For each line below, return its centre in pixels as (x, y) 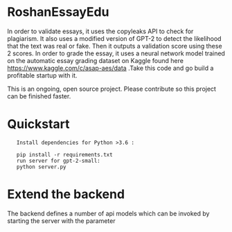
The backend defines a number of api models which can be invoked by (108, 213)
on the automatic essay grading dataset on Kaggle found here (95, 60)
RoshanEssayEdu (58, 12)
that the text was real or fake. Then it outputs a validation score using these (115, 46)
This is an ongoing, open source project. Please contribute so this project (112, 89)
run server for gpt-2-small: (58, 161)
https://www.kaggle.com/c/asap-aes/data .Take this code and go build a (110, 68)
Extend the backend (66, 194)
